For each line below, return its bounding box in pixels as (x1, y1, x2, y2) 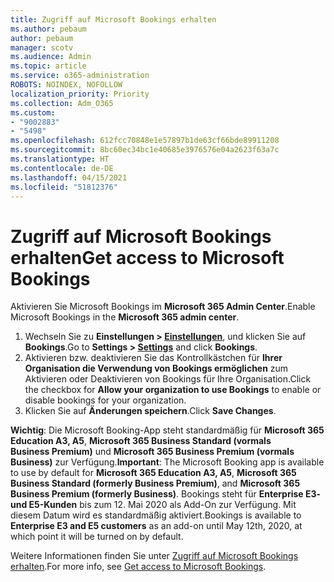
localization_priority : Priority (10, 89, 150, 99)
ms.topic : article (10, 61, 87, 71)
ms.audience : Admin (10, 52, 92, 62)
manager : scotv (10, 42, 74, 53)
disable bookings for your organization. (24, 394, 187, 406)
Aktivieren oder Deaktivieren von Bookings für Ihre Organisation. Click (24, 373, 312, 385)
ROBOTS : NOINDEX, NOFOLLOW (10, 80, 123, 90)
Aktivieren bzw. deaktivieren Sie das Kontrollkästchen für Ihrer (24, 352, 283, 364)
